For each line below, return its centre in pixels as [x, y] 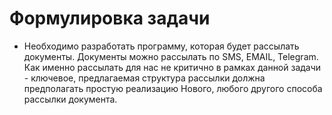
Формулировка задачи [110, 18]
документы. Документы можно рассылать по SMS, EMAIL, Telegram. [171, 56]
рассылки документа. [70, 99]
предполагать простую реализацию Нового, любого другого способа [173, 88]
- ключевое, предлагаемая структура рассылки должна [144, 78]
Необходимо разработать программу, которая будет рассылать [161, 46]
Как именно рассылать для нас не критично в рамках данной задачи [172, 67]
